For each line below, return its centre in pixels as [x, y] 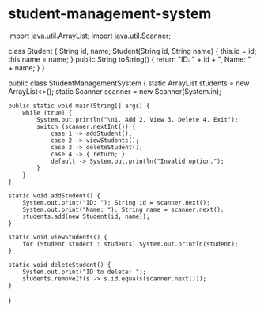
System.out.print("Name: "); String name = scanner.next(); [123, 209]
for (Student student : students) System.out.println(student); [130, 244]
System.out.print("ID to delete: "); [85, 272]
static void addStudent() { [55, 195]
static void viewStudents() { [58, 237]
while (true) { [47, 113]
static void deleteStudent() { [60, 265]
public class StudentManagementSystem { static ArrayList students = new [129, 83]
